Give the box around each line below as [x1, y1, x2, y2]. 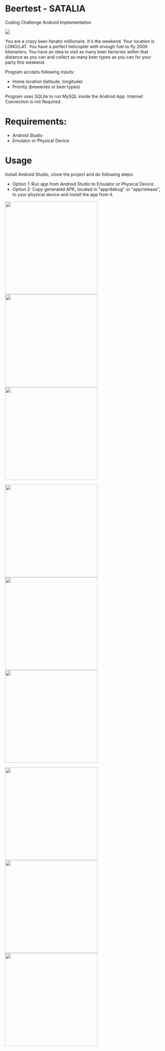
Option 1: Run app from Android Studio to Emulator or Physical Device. [12, 181, 155, 187]
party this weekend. [5, 59, 46, 65]
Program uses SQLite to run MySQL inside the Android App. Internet [5, 93, 143, 99]
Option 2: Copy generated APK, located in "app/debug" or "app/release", [12, 186, 161, 192]
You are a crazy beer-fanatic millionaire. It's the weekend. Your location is [5, 38, 155, 44]
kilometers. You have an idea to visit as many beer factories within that [5, 49, 149, 54]
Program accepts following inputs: [5, 69, 75, 75]
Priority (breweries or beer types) [12, 84, 80, 90]
